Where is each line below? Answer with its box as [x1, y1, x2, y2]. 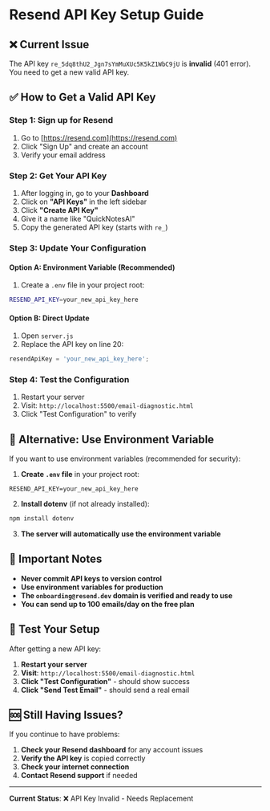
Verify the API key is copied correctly [20, 753, 146, 764]
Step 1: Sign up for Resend [9, 115, 114, 126]
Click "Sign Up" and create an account [20, 141, 149, 151]
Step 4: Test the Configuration [9, 373, 130, 385]
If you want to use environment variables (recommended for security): [9, 454, 241, 463]
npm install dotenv [9, 515, 75, 523]
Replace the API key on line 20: [20, 340, 124, 349]
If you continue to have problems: [9, 729, 120, 740]
